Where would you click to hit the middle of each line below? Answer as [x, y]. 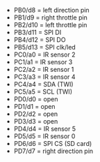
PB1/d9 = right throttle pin [51, 17]
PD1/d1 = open [34, 106]
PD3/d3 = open [36, 121]
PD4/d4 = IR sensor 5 [45, 129]
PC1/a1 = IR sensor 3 [43, 62]
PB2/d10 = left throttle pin [50, 25]
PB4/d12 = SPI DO [40, 40]
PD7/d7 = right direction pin [53, 151]
